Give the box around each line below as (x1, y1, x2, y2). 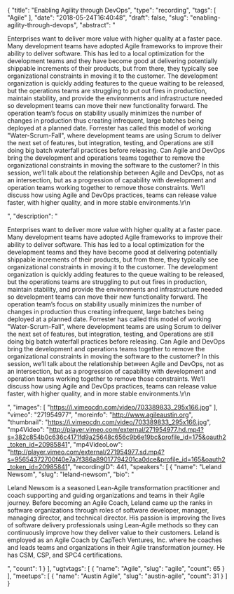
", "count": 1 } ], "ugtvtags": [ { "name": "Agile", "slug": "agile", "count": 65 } (7, 565, 226, 572)
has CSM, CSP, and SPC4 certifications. (7, 551, 123, 559)
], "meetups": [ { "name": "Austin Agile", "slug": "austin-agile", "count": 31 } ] (7, 572, 228, 580)
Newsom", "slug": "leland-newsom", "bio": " (7, 470, 135, 478)
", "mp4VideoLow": (67, 440, 123, 448)
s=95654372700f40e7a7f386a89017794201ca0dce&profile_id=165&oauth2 (7, 455, 226, 464)
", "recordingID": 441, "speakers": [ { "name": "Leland (67, 463, 222, 471)
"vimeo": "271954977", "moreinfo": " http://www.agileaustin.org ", (7, 410, 193, 419)
